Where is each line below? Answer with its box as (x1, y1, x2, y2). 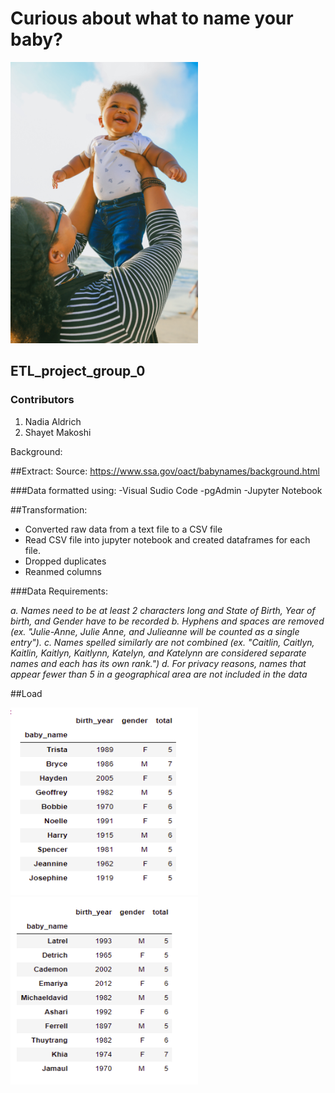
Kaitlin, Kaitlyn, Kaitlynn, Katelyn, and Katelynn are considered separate (10, 647, 307, 659)
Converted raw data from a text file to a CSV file (24, 523, 223, 535)
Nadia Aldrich (24, 415, 82, 427)
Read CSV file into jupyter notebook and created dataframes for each (24, 533, 311, 546)
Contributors (10, 393, 75, 407)
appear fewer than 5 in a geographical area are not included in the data (10, 668, 308, 680)
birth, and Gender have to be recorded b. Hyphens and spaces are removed (10, 615, 325, 627)
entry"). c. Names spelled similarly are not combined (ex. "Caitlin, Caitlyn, (10, 636, 315, 648)
